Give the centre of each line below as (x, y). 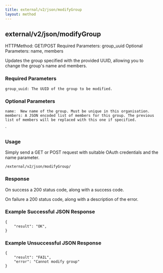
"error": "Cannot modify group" (47, 262)
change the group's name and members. (46, 66)
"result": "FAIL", (33, 258)
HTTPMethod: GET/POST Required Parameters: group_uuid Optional (74, 46)
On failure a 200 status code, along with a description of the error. (72, 199)
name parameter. (22, 158)
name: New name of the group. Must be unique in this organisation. (78, 111)
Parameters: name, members (34, 51)
